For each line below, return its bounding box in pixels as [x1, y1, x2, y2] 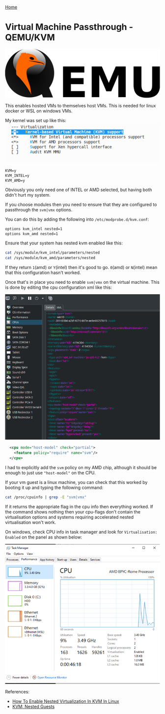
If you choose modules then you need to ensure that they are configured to [5, 202, 157, 207]
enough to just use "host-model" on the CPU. [5, 470, 96, 476]
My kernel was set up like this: [5, 118, 66, 124]
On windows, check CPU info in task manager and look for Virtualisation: [5, 529, 158, 535]
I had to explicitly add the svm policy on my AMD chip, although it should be [5, 464, 157, 470]
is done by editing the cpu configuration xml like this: [5, 284, 112, 290]
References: [5, 688, 29, 694]
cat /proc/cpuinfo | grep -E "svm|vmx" [5, 495, 87, 500]
